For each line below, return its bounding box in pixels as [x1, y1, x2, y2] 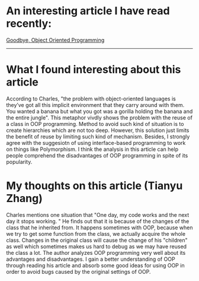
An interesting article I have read [6, 4, 170, 18]
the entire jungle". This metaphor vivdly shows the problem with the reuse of [6, 114, 192, 121]
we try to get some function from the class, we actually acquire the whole [6, 230, 185, 237]
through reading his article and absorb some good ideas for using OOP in [6, 261, 185, 269]
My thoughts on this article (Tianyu [6, 179, 183, 192]
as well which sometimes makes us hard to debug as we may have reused [6, 242, 187, 250]
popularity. [6, 158, 33, 165]
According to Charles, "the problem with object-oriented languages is [6, 95, 176, 102]
